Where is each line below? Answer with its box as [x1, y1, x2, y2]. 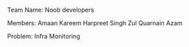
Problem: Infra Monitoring [7, 32, 81, 40]
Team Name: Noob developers [7, 6, 95, 14]
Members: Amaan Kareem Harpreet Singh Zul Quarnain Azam [7, 19, 183, 27]
